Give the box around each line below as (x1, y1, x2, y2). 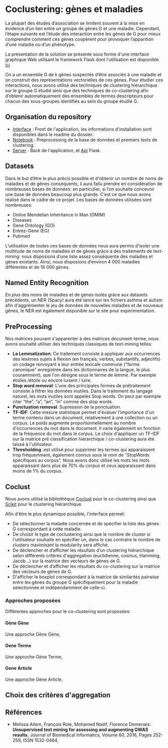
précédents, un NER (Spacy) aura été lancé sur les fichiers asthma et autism (5, 297, 163, 303)
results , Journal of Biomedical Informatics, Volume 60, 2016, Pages (12, 732, 152, 738)
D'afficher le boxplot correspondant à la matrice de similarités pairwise (12, 574, 159, 580)
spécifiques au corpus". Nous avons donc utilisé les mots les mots (12, 458, 149, 464)
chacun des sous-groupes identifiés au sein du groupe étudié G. (5, 98, 138, 104)
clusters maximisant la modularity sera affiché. (12, 542, 109, 548)
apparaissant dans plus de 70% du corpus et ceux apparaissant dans (12, 463, 156, 469)
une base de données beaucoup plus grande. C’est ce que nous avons (5, 191, 151, 197)
